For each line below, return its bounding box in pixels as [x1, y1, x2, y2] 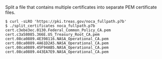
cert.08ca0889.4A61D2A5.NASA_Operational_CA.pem [5, 41, 109, 46]
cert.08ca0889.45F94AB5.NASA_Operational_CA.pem [5, 45, 109, 50]
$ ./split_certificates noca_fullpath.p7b [5, 23, 95, 28]
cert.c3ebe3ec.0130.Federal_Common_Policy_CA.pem [5, 28, 111, 33]
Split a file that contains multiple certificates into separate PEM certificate [5, 4, 157, 10]
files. [5, 9, 16, 15]
